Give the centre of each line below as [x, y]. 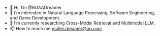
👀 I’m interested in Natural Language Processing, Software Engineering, [82, 13]
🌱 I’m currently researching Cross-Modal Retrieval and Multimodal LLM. [82, 23]
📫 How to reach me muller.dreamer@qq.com [56, 28]
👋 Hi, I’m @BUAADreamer [36, 8]
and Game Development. [35, 18]
